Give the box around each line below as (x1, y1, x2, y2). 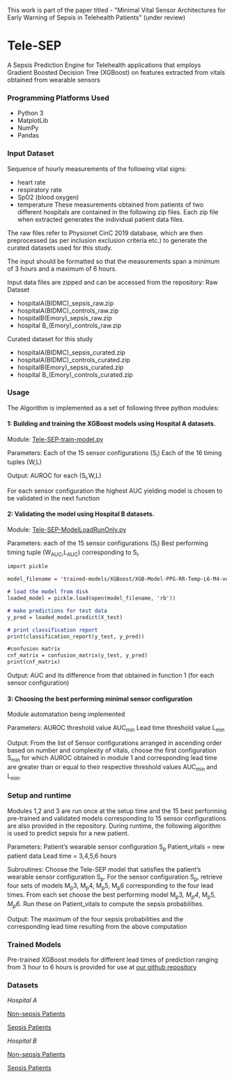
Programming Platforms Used (7, 93, 109, 103)
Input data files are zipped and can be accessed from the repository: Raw (7, 278, 218, 286)
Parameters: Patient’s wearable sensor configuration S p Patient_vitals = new (7, 842, 225, 852)
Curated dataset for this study (7, 334, 93, 343)
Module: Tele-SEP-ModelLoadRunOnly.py (7, 525, 127, 533)
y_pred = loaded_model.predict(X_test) (7, 613, 123, 620)
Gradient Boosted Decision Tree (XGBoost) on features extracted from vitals (7, 68, 225, 76)
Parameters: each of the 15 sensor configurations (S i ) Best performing (7, 539, 208, 549)
